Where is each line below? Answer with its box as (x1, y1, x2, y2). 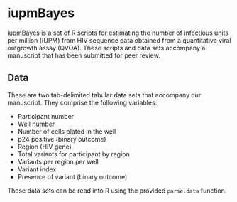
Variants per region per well (17, 157, 99, 166)
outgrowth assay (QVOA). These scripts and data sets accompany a (7, 43, 206, 52)
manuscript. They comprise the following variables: (7, 98, 158, 107)
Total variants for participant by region (17, 149, 130, 158)
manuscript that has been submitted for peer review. (7, 51, 161, 60)
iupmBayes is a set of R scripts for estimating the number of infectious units (7, 28, 229, 37)
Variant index (17, 165, 57, 174)
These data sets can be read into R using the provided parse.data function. (7, 186, 227, 195)
